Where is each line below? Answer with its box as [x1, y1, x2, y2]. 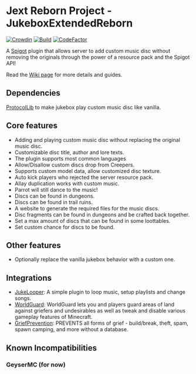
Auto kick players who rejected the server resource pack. [14, 174, 154, 181]
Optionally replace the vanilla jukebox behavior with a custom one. [14, 256, 175, 263]
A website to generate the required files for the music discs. [14, 205, 160, 212]
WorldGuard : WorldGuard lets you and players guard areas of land [14, 301, 175, 308]
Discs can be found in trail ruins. [14, 198, 93, 206]
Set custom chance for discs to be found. [14, 223, 115, 230]
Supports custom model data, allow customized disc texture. [14, 167, 161, 174]
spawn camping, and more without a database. [14, 326, 129, 333]
